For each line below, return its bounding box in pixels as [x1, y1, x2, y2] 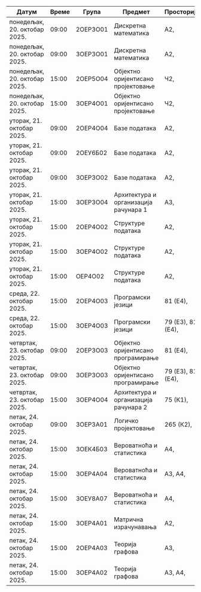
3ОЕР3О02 [75, 174, 108, 181]
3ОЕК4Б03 [75, 445, 108, 453]
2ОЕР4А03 [75, 544, 108, 552]
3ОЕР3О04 [75, 198, 108, 206]
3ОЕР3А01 [75, 420, 108, 429]
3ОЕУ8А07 [75, 494, 108, 502]
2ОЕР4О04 [75, 124, 108, 132]
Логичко [113, 417, 139, 424]
